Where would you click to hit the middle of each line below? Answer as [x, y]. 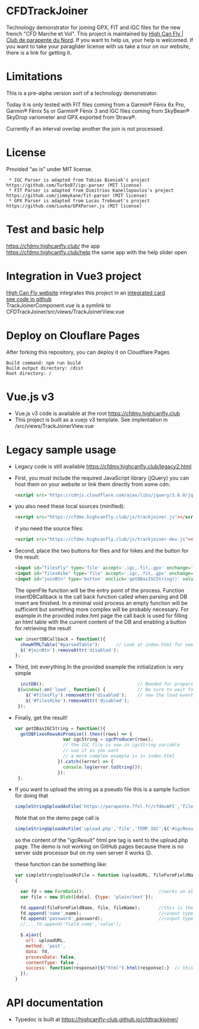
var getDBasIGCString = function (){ [60, 729]
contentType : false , [52, 962]
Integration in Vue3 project [74, 276]
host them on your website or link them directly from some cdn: [92, 484]
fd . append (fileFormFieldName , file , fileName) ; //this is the [107, 908]
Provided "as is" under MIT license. [50, 169]
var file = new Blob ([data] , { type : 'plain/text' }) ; [87, 897]
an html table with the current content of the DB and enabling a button [100, 622]
